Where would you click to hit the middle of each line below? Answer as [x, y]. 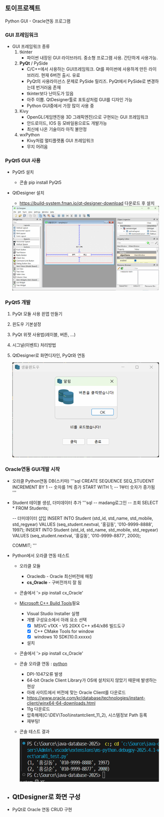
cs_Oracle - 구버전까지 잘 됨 [54, 582]
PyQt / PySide [33, 63]
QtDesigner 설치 [28, 193]
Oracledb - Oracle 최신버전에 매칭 [60, 576]
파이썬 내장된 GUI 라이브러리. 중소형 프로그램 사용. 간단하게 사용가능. [92, 58]
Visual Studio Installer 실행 [53, 613]
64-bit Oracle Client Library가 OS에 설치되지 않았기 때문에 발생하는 [92, 680]
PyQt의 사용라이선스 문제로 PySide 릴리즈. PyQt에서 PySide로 [86, 81]
